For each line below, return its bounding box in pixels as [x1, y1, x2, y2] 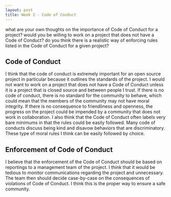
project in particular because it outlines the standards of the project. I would [5, 76, 165, 82]
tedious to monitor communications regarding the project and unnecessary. [5, 169, 164, 176]
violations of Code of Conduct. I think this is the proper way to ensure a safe [5, 181, 166, 187]
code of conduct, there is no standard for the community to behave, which [5, 92, 162, 98]
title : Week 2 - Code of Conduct [5, 12, 77, 17]
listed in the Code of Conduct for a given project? [5, 42, 109, 48]
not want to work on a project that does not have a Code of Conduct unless [5, 82, 164, 88]
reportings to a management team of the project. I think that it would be [5, 164, 156, 170]
